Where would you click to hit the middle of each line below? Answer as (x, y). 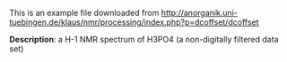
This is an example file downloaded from (84, 13)
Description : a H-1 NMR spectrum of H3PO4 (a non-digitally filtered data (144, 39)
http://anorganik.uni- (199, 13)
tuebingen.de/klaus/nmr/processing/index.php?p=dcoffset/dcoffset (134, 22)
